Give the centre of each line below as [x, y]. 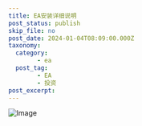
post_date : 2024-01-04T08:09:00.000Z [71, 38]
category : [32, 53]
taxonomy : [25, 46]
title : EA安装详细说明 [43, 16]
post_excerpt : [32, 90]
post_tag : [32, 68]
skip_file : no [32, 30]
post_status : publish [45, 23]
